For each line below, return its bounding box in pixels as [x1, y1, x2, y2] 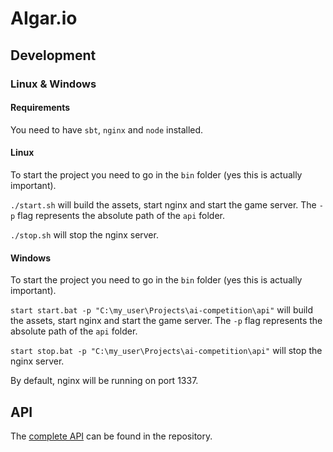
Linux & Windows [10, 77, 97, 91]
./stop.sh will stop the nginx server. [10, 228, 159, 241]
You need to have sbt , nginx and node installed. [10, 123, 204, 136]
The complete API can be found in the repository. [10, 430, 213, 442]
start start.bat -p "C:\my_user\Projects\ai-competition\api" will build [10, 304, 314, 316]
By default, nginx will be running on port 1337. [10, 375, 199, 387]
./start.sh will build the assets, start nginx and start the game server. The [10, 198, 317, 211]
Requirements [10, 102, 71, 114]
